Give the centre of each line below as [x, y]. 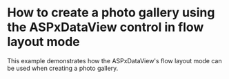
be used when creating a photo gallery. [63, 68]
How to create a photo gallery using [111, 13]
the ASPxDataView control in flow [106, 27]
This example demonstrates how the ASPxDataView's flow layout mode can [114, 60]
